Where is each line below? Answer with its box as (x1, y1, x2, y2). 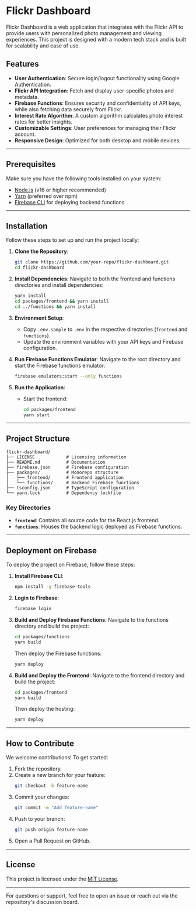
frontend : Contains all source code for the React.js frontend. (14, 517, 160, 524)
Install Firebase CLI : (14, 573, 64, 580)
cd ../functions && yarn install (14, 303, 96, 310)
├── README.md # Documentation (6, 460, 106, 465)
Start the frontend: (23, 395, 68, 402)
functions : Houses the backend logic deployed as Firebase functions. (14, 523, 183, 530)
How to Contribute (6, 738, 75, 748)
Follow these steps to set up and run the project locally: (6, 237, 139, 244)
